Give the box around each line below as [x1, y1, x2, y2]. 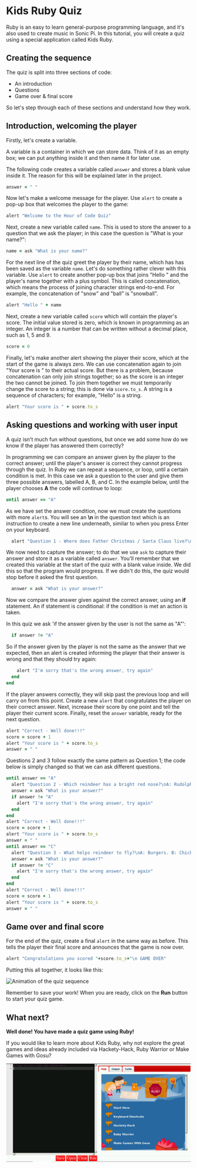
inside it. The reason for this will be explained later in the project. [6, 172, 162, 179]
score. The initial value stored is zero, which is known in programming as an [6, 319, 189, 326]
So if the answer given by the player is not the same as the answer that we [6, 643, 186, 650]
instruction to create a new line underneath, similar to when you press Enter [6, 520, 189, 527]
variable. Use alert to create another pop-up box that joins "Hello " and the [6, 272, 189, 279]
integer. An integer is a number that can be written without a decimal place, [6, 325, 188, 333]
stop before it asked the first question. [6, 574, 98, 581]
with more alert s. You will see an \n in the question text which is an [6, 513, 170, 521]
